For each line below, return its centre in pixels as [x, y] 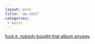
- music [15, 23]
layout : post [18, 9]
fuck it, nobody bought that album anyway [47, 36]
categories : [17, 18]
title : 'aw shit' [23, 14]
